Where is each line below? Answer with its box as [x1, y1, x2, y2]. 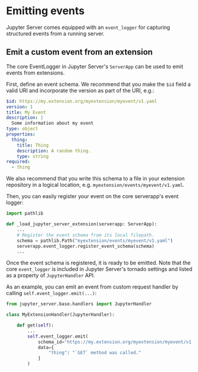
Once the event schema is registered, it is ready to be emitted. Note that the [6, 259, 191, 267]
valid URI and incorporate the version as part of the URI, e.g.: [6, 87, 155, 94]
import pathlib [6, 211, 44, 216]
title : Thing [17, 142, 49, 148]
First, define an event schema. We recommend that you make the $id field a [6, 80, 191, 88]
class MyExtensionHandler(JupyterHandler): [6, 312, 115, 318]
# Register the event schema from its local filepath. [17, 232, 155, 238]
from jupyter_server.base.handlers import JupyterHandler [6, 301, 152, 307]
